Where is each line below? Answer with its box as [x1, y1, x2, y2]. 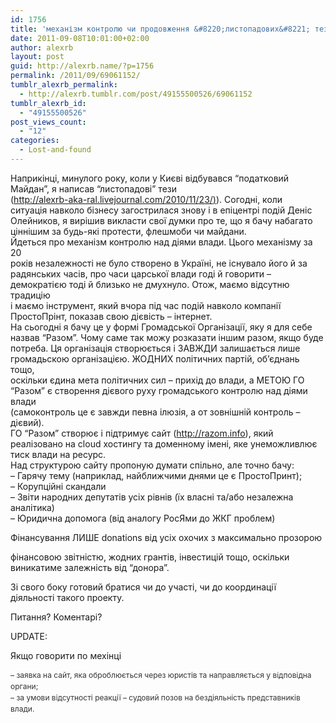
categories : [10, 136, 60, 146]
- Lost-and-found [19, 145, 92, 155]
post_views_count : [10, 117, 87, 127]
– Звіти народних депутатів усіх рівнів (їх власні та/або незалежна [10, 491, 294, 503]
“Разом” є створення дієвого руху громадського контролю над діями [10, 384, 308, 396]
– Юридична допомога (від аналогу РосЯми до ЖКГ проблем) [10, 512, 276, 524]
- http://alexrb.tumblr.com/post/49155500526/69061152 [19, 89, 253, 99]
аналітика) [10, 501, 55, 513]
